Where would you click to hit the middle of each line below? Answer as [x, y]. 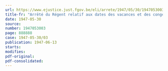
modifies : [15, 51]
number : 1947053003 [25, 28]
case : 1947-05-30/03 [27, 38]
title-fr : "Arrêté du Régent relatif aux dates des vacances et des [78, 14]
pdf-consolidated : [24, 61]
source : [13, 24]
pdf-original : [20, 56]
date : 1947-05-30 [23, 19]
